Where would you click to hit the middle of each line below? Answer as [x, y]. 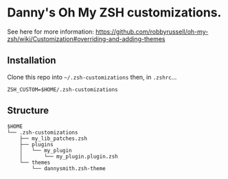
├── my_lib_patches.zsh [54, 139]
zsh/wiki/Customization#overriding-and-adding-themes [86, 38]
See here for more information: [51, 32]
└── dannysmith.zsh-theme [69, 168]
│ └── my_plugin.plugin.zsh [69, 156]
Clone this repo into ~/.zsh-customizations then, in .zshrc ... [92, 77]
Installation [32, 61]
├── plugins [36, 144]
